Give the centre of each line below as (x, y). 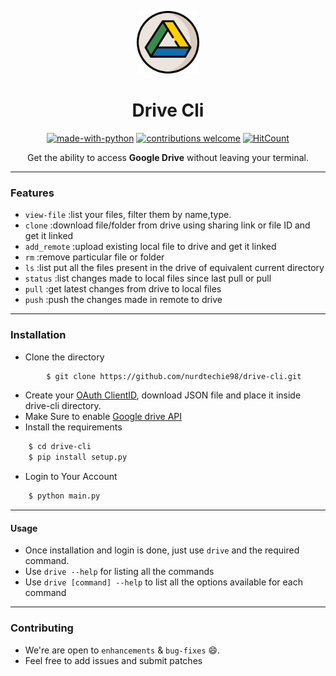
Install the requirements (73, 427)
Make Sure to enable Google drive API (103, 417)
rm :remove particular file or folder (94, 257)
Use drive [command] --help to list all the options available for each (163, 582)
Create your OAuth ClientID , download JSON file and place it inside (163, 395)
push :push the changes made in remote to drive (123, 300)
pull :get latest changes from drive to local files (123, 289)
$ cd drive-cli (60, 447)
